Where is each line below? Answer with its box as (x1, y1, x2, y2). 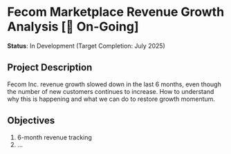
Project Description (7, 61, 93, 73)
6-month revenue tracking (17, 133, 92, 142)
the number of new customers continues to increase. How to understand (7, 87, 214, 95)
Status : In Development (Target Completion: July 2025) (7, 41, 166, 50)
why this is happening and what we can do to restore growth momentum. (7, 95, 216, 103)
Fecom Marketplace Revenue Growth (7, 4, 225, 20)
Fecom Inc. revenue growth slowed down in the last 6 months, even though (7, 80, 221, 88)
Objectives (7, 115, 55, 126)
